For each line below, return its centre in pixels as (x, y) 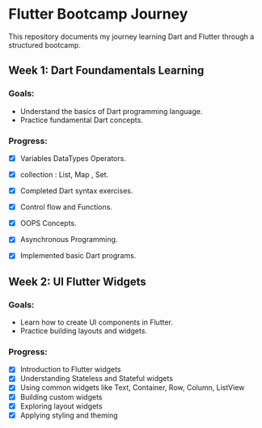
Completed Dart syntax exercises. (76, 191)
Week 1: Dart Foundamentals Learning (106, 71)
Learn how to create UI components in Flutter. (97, 322)
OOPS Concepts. (48, 223)
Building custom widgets (61, 396)
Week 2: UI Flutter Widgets (78, 281)
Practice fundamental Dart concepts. (81, 120)
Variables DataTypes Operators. (73, 158)
